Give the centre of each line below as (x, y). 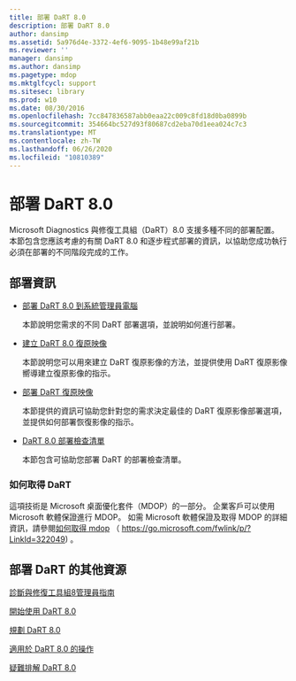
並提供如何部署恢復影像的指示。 (80, 422)
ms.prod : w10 (33, 100)
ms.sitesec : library (47, 91)
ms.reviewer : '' (39, 50)
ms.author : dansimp (45, 67)
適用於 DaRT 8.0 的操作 (52, 649)
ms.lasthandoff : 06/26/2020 (61, 149)
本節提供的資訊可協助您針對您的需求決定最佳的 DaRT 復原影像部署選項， (154, 411)
